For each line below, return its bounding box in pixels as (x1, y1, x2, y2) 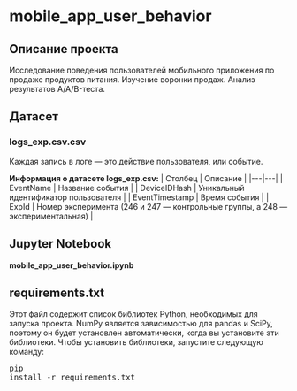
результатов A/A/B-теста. (9, 84, 106, 94)
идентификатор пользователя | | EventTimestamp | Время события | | (9, 192, 270, 203)
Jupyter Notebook (9, 236, 112, 251)
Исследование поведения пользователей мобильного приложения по (9, 65, 275, 75)
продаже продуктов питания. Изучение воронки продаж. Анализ (9, 74, 255, 85)
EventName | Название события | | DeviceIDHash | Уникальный (9, 182, 245, 193)
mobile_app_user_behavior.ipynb (9, 259, 134, 271)
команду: (9, 347, 44, 357)
